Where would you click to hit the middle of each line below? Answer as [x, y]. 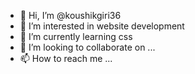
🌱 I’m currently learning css [76, 36]
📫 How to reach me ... [66, 58]
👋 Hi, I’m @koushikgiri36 [70, 15]
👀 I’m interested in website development [102, 26]
